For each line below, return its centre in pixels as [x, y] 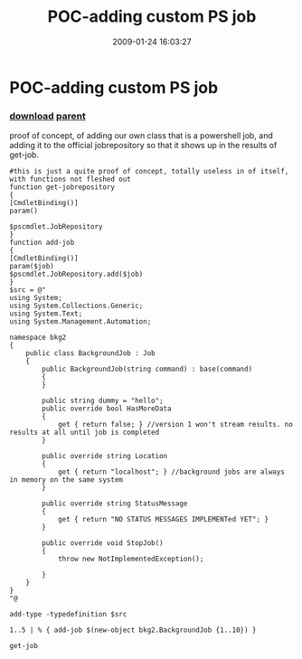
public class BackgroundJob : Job [90, 353]
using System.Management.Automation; [80, 322]
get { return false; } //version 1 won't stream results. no [175, 425]
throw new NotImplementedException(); [131, 559]
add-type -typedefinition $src [68, 615]
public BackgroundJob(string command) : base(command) [147, 369]
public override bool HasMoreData [107, 409]
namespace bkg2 [38, 338]
